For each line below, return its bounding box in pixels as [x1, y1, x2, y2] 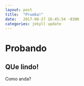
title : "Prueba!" [5, 12, 43, 17]
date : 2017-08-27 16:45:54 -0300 [5, 16, 79, 21]
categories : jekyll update [5, 21, 61, 26]
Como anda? [5, 76, 31, 82]
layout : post [5, 7, 32, 12]
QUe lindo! [5, 62, 39, 71]
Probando [5, 43, 47, 54]
